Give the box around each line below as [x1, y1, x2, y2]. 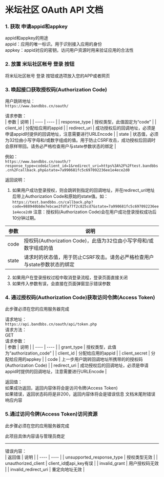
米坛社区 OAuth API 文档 [5, 4, 103, 16]
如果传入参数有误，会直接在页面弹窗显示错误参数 [12, 281, 111, 287]
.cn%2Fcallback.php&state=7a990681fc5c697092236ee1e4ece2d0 [5, 168, 130, 173]
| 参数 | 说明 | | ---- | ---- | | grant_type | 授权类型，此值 [5, 344, 117, 350]
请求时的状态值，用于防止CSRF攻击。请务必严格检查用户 [23, 254, 154, 261]
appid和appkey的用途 [5, 35, 49, 41]
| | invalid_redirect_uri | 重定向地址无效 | [5, 466, 85, 472]
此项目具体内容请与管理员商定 [5, 433, 65, 439]
